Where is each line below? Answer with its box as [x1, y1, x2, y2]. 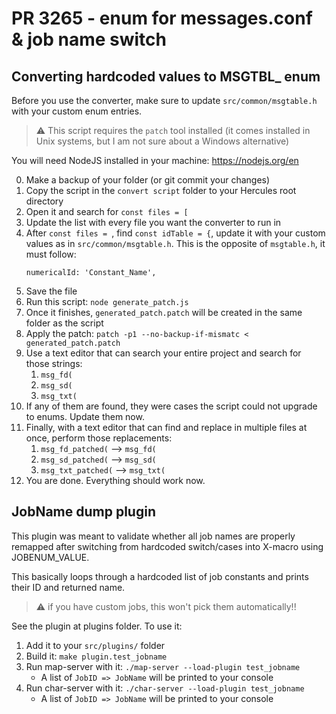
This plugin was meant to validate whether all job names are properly [11, 530, 296, 542]
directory [25, 195, 64, 207]
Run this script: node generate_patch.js [25, 296, 189, 307]
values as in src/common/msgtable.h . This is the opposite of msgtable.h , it [25, 238, 326, 249]
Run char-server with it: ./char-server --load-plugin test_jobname [25, 682, 305, 694]
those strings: [25, 358, 83, 369]
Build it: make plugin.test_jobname [25, 650, 168, 662]
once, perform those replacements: [25, 432, 173, 444]
